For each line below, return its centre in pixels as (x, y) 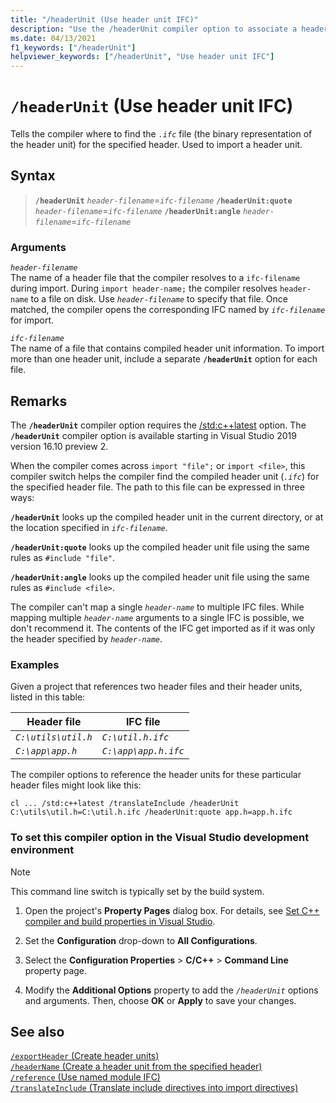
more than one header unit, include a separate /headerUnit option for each (164, 359)
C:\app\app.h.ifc (143, 751)
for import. (32, 320)
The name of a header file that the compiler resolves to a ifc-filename (155, 278)
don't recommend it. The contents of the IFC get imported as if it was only (163, 628)
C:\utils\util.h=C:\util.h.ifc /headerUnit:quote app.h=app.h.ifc (151, 812)
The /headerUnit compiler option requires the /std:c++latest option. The (158, 425)
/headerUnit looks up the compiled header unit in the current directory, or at (167, 517)
